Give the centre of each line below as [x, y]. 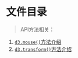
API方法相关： [37, 29]
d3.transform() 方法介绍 [43, 49]
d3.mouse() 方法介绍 [38, 42]
